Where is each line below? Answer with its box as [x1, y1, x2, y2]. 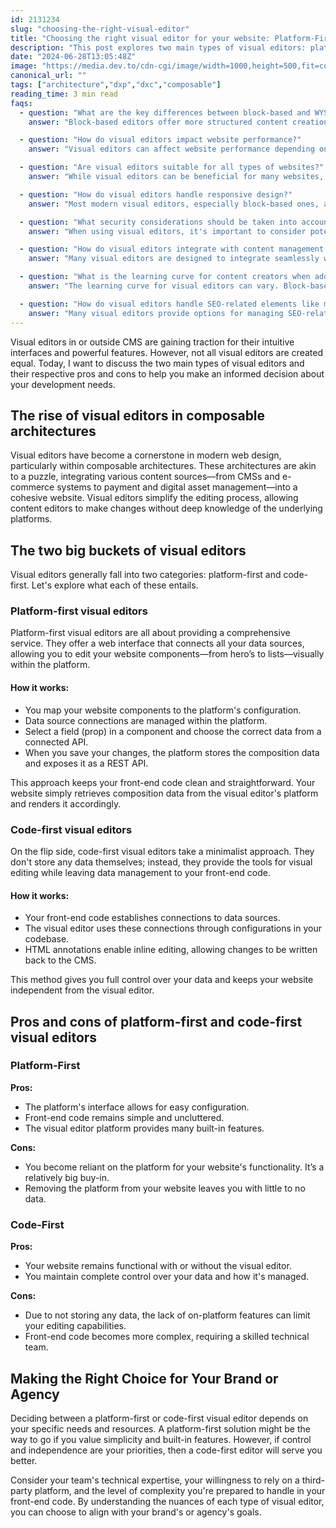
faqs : [10, 98, 33, 108]
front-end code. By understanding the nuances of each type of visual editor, [10, 1495, 325, 1507]
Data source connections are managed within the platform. [24, 714, 268, 726]
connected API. [24, 736, 89, 748]
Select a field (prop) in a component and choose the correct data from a [24, 725, 322, 737]
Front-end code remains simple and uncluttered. [24, 1111, 225, 1123]
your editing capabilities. [24, 1320, 127, 1332]
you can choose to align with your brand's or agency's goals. [10, 1506, 262, 1518]
